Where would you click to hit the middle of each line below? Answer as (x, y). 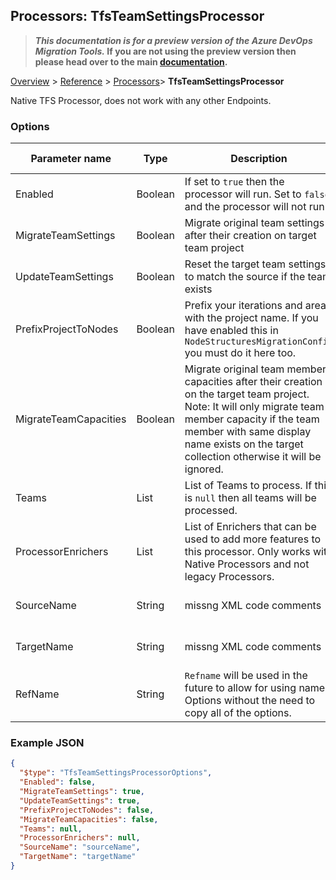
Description (259, 159)
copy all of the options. (238, 713)
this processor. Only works (247, 552)
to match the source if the (245, 277)
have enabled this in (231, 331)
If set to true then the (234, 182)
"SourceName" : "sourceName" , (80, 847)
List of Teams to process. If (248, 486)
